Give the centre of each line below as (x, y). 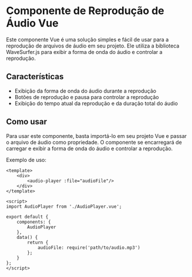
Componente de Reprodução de (85, 11)
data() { (27, 237)
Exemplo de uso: (26, 160)
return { (38, 242)
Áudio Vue (32, 23)
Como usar (27, 122)
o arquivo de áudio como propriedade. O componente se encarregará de (94, 142)
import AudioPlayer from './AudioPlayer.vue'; (64, 207)
